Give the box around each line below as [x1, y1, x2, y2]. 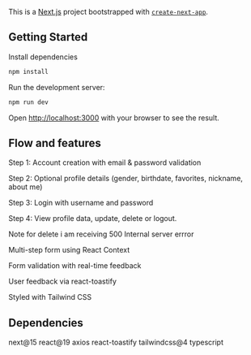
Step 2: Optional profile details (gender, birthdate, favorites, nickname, [8, 174, 243, 184]
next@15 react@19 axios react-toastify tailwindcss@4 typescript [8, 337, 224, 348]
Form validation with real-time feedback [8, 261, 142, 271]
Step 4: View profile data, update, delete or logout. [8, 214, 177, 223]
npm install [8, 67, 49, 76]
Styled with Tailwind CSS [8, 292, 91, 302]
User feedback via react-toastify [8, 276, 117, 287]
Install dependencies [8, 52, 79, 62]
